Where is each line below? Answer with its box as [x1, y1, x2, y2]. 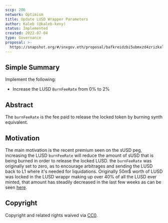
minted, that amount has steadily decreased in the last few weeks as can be [5, 179, 161, 185]
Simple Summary [5, 63, 60, 72]
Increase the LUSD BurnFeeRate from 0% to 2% [12, 86, 110, 92]
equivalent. [5, 119, 28, 125]
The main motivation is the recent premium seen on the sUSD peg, [5, 147, 142, 153]
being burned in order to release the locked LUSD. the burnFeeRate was [5, 158, 152, 164]
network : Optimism [5, 12, 43, 17]
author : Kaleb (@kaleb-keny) [5, 21, 66, 27]
